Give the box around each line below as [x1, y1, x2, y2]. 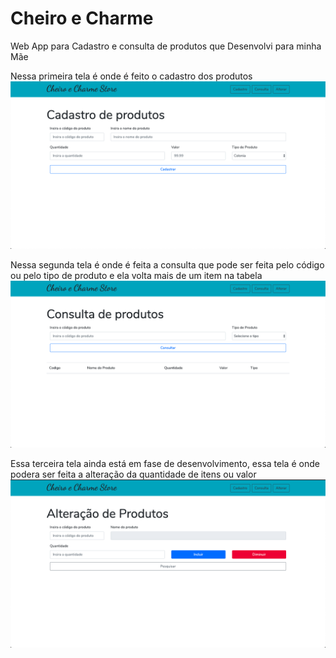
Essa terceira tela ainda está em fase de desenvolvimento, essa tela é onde [10, 458, 320, 470]
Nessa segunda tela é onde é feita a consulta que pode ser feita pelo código [10, 258, 325, 271]
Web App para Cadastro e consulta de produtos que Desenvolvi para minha [10, 40, 322, 52]
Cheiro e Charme [10, 7, 154, 30]
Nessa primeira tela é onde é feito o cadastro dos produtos [10, 70, 253, 82]
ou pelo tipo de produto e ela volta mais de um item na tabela [10, 269, 263, 281]
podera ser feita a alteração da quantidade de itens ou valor [10, 468, 257, 481]
